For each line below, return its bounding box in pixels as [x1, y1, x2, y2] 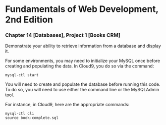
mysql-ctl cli [5, 111, 35, 116]
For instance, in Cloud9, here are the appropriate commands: [5, 102, 130, 108]
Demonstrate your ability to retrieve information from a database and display [5, 43, 161, 49]
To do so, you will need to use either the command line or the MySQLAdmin [5, 87, 160, 93]
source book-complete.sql [5, 116, 58, 121]
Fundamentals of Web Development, [5, 3, 159, 15]
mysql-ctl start [5, 73, 39, 78]
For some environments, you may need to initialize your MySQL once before [5, 58, 160, 64]
